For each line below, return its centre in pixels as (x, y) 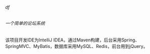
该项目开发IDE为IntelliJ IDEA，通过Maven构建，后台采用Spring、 (72, 40)
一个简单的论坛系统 (25, 23)
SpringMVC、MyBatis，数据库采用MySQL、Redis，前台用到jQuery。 (77, 46)
